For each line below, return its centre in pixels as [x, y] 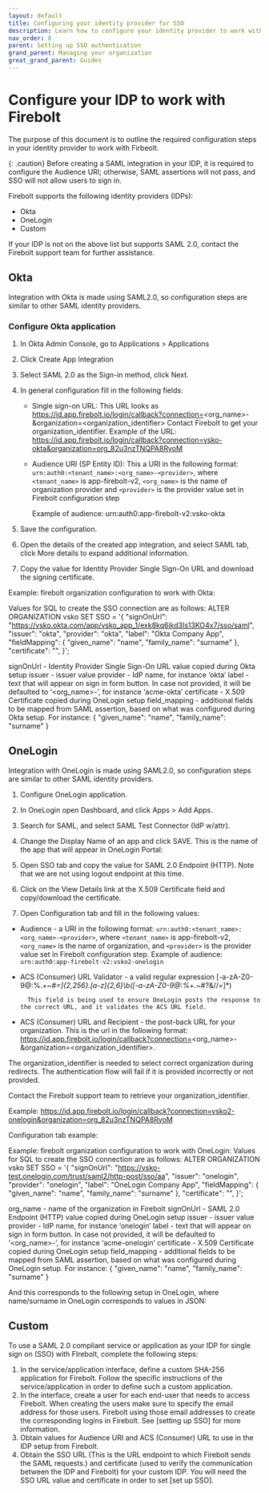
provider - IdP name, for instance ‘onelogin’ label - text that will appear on [130, 1225]
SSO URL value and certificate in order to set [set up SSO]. [117, 1480]
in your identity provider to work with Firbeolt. [84, 147]
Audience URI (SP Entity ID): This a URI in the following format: [135, 464]
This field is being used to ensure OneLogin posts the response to [144, 1000]
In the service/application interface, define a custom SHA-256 [122, 1369]
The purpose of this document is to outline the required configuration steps [132, 139]
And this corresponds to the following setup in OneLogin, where [114, 1292]
